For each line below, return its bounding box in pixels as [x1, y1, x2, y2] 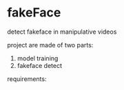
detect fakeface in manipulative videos [7, 27, 117, 36]
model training [17, 54, 59, 63]
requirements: [7, 74, 47, 83]
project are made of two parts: [7, 41, 94, 49]
